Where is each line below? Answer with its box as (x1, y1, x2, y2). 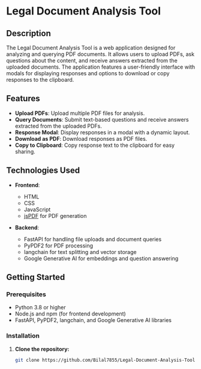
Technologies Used (6, 166, 80, 176)
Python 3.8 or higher (14, 304, 66, 311)
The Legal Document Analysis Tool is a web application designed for (6, 44, 176, 51)
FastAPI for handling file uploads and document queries (23, 235, 162, 243)
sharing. (14, 147, 36, 155)
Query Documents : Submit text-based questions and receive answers (14, 116, 189, 123)
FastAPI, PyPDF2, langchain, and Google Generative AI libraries (14, 317, 172, 324)
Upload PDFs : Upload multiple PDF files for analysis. (14, 110, 145, 117)
